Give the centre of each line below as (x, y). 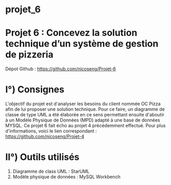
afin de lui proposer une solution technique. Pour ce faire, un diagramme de (85, 109)
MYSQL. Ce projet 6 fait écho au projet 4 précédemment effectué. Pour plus (85, 126)
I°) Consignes (35, 89)
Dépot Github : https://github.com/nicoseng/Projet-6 (61, 69)
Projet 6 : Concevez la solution (71, 33)
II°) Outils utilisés (42, 157)
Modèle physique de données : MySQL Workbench (67, 177)
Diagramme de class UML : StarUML (51, 171)
